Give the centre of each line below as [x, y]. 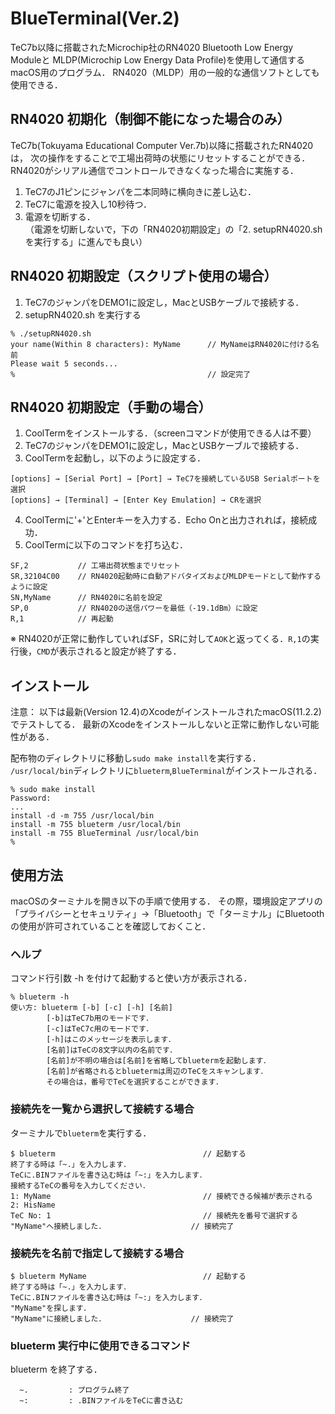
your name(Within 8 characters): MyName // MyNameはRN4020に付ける [161, 344]
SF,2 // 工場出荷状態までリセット [95, 566]
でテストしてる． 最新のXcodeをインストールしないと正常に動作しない [156, 724]
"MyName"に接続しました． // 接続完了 [122, 1318]
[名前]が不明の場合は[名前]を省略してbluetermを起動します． [158, 1061]
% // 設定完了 [131, 374]
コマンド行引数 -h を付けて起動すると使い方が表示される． [131, 978]
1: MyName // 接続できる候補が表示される [161, 1196]
